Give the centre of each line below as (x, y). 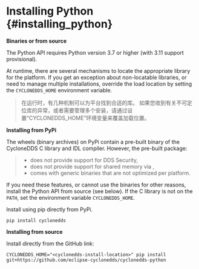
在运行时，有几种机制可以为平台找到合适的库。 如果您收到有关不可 (104, 103)
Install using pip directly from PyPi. (50, 209)
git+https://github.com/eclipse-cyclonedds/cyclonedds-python (86, 260)
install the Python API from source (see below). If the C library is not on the (99, 191)
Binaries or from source (37, 41)
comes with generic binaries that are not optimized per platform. (110, 173)
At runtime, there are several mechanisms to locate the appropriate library (98, 70)
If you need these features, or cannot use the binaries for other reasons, (96, 185)
